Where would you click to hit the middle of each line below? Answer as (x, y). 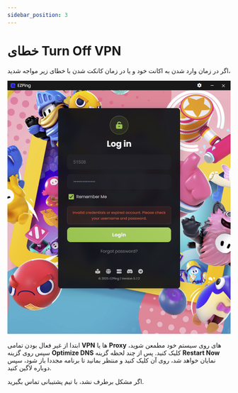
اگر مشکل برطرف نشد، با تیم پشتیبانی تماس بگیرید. (76, 382)
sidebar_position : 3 (38, 15)
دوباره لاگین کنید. (29, 368)
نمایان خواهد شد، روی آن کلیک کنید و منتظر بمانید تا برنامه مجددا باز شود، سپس (112, 360)
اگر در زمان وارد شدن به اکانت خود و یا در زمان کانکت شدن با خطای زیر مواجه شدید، (119, 70)
